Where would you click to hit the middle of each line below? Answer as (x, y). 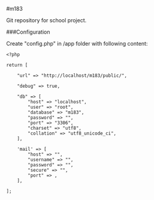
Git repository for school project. (46, 20)
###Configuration (28, 32)
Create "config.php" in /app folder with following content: (77, 44)
